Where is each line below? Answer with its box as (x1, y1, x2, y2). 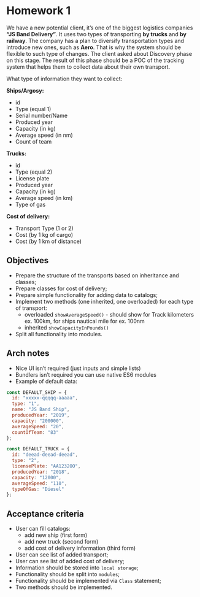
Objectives (6, 255, 49, 266)
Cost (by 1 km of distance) (15, 237, 82, 245)
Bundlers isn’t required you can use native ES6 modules (15, 371, 156, 378)
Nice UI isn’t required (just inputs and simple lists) (15, 364, 141, 372)
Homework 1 (6, 4, 71, 18)
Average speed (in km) (15, 194, 73, 201)
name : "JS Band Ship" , (12, 406, 70, 413)
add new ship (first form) (24, 531, 88, 539)
